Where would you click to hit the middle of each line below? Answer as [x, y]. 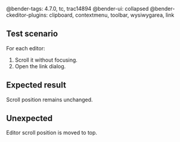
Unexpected [30, 118]
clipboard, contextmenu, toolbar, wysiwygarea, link [112, 15]
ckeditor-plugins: [27, 15]
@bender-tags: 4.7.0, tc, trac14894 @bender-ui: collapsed [77, 9]
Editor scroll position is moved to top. [52, 133]
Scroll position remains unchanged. [50, 99]
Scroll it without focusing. [46, 60]
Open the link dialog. [40, 66]
